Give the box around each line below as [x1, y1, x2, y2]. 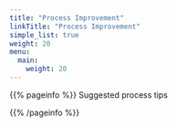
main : [17, 56, 39, 65]
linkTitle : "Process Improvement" [9, 22, 141, 31]
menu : [9, 48, 30, 57]
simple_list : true [9, 30, 79, 39]
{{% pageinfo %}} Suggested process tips [9, 89, 169, 101]
